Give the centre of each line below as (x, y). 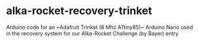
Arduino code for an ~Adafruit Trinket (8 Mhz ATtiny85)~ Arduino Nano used (99, 27)
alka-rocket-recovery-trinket (79, 11)
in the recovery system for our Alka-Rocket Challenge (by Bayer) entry (92, 33)
